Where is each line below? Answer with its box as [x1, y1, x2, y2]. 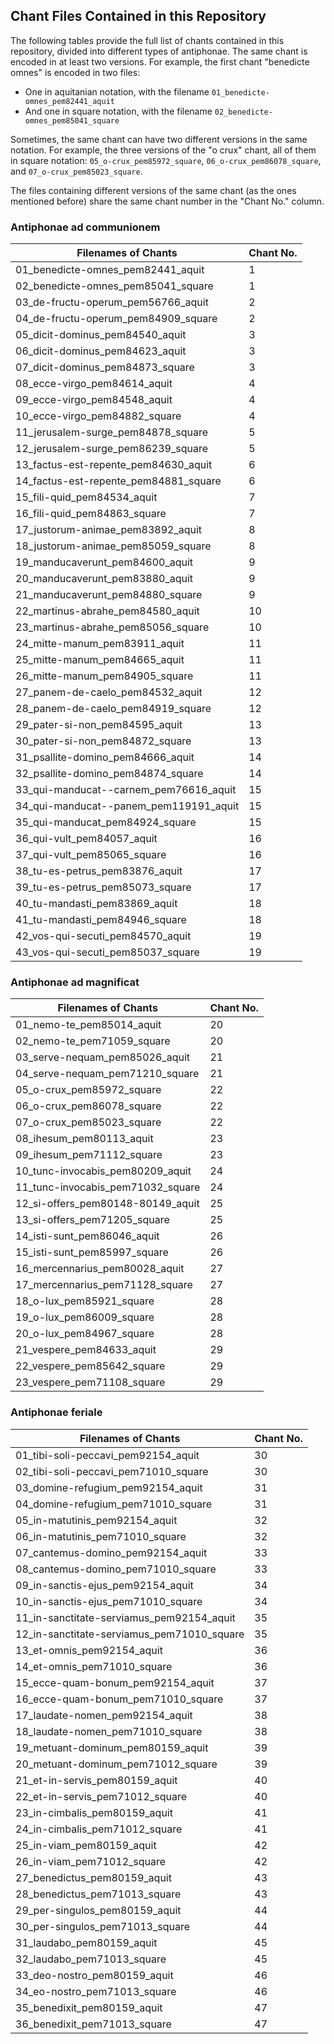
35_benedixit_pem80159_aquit [15, 2000, 163, 2014]
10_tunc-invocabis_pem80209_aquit [15, 1164, 192, 1178]
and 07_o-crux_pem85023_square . [10, 165, 143, 177]
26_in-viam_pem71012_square [15, 1854, 167, 1868]
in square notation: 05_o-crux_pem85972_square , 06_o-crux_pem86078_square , [10, 154, 322, 166]
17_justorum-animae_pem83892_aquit [15, 523, 203, 537]
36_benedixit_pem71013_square [15, 2017, 172, 2031]
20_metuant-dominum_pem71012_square [15, 1757, 218, 1771]
